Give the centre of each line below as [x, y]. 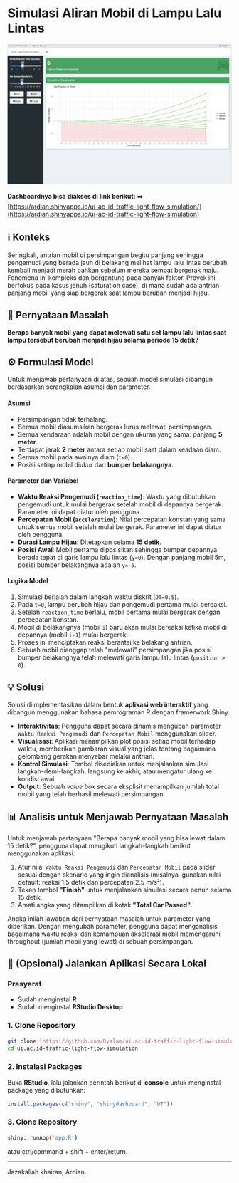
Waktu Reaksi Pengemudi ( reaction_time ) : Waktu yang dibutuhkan [116, 496]
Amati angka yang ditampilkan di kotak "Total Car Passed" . [105, 905]
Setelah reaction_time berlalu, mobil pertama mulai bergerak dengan [119, 612]
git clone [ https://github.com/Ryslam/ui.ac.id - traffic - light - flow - [111, 1041]
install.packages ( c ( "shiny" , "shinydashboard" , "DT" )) [90, 1104]
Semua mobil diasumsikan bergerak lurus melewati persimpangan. [115, 427]
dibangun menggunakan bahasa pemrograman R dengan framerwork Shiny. [118, 712]
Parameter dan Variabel [43, 481]
